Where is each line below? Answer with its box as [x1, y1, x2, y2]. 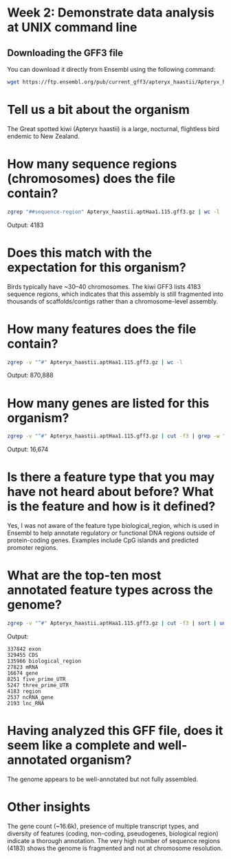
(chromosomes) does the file [7, 171, 175, 186]
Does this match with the [7, 245, 153, 260]
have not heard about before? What [7, 484, 214, 500]
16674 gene [7, 669, 38, 677]
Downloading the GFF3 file [7, 47, 124, 59]
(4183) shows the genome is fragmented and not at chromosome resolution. [7, 844, 223, 852]
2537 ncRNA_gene [7, 693, 54, 701]
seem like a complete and [7, 738, 155, 753]
